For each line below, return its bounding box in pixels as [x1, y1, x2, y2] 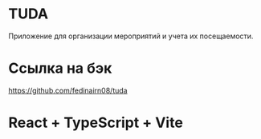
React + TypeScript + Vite [8, 113, 183, 132]
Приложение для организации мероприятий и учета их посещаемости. [8, 31, 254, 41]
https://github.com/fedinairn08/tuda [8, 85, 128, 95]
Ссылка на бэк [8, 59, 112, 77]
